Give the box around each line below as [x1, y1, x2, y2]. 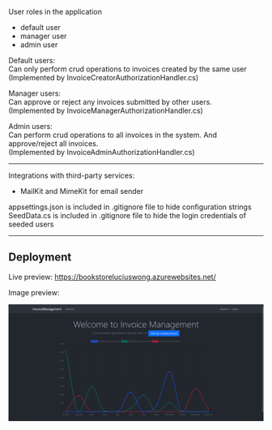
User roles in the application [8, 7, 103, 16]
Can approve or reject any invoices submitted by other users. [8, 97, 212, 106]
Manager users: [8, 88, 62, 98]
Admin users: [8, 122, 53, 131]
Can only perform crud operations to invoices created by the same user [8, 64, 247, 74]
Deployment [8, 251, 72, 264]
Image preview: [8, 287, 60, 297]
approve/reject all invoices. [8, 139, 99, 148]
